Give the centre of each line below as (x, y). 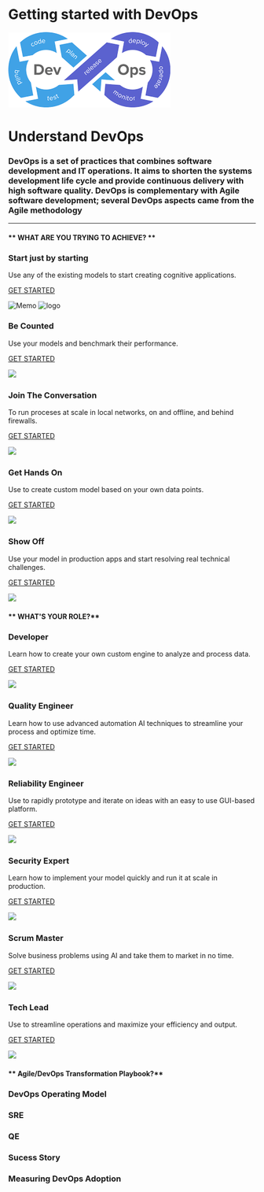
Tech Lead (29, 1007)
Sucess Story (34, 1157)
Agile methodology (45, 210)
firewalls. (23, 420)
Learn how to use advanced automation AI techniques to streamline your (126, 723)
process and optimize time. (52, 731)
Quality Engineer (41, 706)
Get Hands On (35, 472)
